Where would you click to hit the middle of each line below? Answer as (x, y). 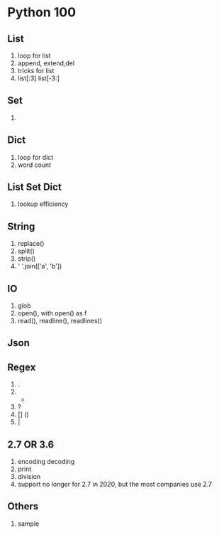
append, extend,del (46, 63)
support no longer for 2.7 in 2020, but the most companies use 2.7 (115, 485)
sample (28, 524)
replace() (31, 244)
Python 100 (42, 12)
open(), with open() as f (52, 313)
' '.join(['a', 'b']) (40, 266)
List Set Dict (34, 187)
